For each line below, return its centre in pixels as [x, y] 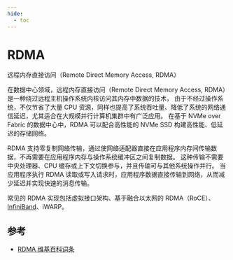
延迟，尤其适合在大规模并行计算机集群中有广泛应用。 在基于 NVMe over [117, 116]
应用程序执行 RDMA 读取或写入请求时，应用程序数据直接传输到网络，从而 [113, 175]
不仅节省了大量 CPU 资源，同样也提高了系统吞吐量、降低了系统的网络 [120, 107]
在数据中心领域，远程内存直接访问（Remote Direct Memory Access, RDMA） [116, 90]
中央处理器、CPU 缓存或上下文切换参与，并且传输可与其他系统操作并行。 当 [116, 166]
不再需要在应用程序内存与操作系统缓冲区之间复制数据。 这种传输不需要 [121, 157]
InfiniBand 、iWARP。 [38, 207]
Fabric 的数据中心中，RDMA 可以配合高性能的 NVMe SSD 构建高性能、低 [112, 125]
